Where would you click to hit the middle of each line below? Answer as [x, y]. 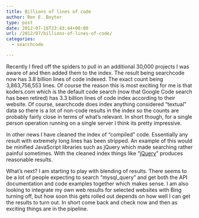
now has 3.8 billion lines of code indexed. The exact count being [85, 79]
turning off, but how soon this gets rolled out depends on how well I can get [98, 196]
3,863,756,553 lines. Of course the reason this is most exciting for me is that [99, 85]
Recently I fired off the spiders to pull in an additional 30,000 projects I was [98, 66]
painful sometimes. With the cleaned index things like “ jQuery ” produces [95, 153]
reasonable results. [30, 160]
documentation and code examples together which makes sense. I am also [97, 183]
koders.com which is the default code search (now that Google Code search [99, 92]
